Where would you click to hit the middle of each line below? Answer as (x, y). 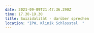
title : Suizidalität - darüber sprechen (47, 18)
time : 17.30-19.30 (24, 14)
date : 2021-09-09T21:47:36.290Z (38, 9)
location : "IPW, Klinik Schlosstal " (45, 23)
